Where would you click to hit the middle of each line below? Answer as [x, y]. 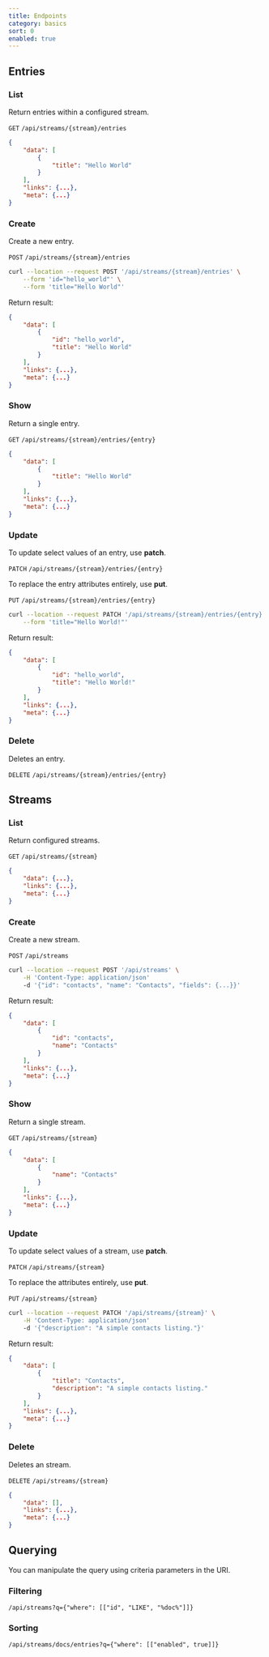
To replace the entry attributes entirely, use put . [88, 583]
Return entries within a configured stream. [79, 112]
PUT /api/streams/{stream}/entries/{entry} [82, 600]
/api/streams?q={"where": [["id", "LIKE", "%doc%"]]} [101, 1608]
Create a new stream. [44, 940]
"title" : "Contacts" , [88, 1381]
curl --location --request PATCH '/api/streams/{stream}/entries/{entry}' [137, 614]
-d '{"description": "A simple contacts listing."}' [114, 1328]
